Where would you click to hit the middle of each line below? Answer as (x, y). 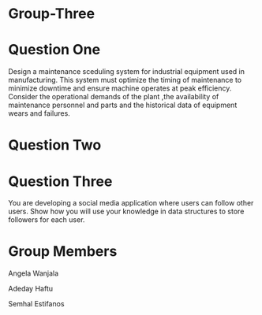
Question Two (55, 145)
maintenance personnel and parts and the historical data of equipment (123, 105)
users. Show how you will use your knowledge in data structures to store (126, 211)
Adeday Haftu (31, 289)
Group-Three (52, 14)
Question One (54, 50)
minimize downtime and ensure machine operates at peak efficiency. (120, 88)
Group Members (63, 252)
